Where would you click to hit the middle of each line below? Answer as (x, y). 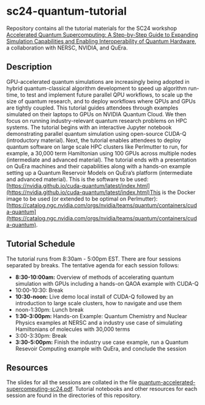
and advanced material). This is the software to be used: (77, 179)
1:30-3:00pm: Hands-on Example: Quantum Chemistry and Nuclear (101, 316)
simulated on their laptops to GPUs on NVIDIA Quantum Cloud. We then (96, 114)
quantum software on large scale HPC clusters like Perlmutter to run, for (97, 147)
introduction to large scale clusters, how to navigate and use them (99, 303)
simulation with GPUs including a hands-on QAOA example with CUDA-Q (107, 283)
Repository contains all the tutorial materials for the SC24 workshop (92, 28)
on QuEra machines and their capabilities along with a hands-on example (99, 166)
